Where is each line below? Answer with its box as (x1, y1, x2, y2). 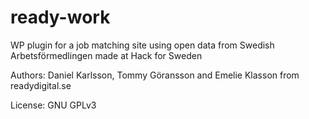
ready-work (10, 6, 111, 29)
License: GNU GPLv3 (10, 99, 97, 111)
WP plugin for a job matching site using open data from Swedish (10, 39, 275, 51)
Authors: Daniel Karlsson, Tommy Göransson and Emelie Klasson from (10, 69, 300, 81)
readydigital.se (10, 79, 72, 91)
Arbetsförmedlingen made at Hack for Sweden (10, 49, 203, 61)
